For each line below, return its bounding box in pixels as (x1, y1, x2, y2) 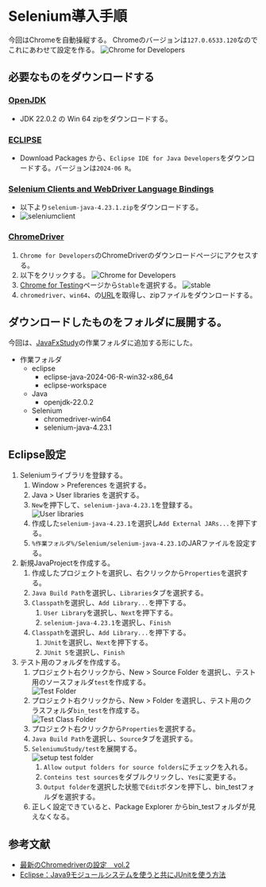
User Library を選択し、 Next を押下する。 (43, 608, 177, 618)
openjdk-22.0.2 (43, 398, 94, 407)
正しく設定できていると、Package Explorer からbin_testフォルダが (31, 802, 249, 812)
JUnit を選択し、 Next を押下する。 (43, 638, 152, 647)
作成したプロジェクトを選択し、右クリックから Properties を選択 (31, 569, 242, 578)
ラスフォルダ (31, 706, 74, 715)
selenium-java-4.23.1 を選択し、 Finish (43, 618, 172, 627)
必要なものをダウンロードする (8, 71, 155, 84)
